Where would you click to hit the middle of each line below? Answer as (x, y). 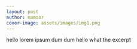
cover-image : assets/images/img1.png (53, 23)
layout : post (22, 12)
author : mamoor (25, 17)
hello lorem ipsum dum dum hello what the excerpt (69, 40)
